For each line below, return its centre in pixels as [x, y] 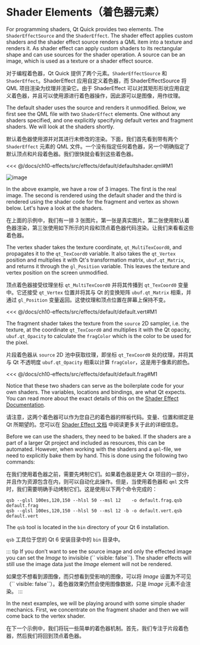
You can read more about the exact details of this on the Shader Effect [92, 398]
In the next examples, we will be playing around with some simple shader [96, 603]
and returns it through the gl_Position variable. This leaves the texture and [98, 266]
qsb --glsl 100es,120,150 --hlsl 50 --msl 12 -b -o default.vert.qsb [94, 511]
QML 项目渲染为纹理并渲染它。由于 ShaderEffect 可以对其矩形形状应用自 [95, 88]
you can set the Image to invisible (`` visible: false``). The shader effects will [99, 558]
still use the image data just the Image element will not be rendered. [89, 564]
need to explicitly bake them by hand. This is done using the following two [97, 455]
